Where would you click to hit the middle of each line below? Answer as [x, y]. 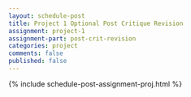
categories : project [43, 46]
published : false [38, 61]
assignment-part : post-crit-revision [72, 38]
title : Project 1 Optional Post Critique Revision [96, 23]
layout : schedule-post [47, 16]
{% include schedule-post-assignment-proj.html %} [95, 84]
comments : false [36, 53]
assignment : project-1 [47, 31]
